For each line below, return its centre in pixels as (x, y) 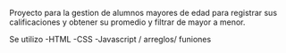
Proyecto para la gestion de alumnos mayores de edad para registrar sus (143, 13)
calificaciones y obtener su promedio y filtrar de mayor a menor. (127, 22)
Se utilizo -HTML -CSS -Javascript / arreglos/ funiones (110, 39)
